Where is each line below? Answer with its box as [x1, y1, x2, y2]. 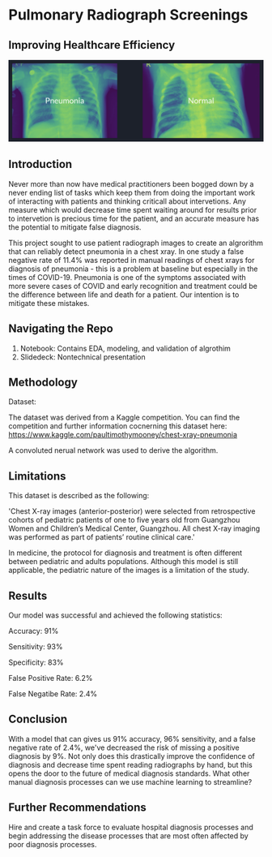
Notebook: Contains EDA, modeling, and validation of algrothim [19, 343, 231, 353]
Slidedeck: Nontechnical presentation [19, 351, 146, 362]
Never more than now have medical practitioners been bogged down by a [8, 179, 254, 188]
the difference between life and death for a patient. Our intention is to [8, 290, 240, 299]
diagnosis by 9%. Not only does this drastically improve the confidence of [8, 751, 255, 760]
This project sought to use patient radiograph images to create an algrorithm [8, 238, 263, 248]
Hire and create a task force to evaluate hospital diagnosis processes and [8, 822, 253, 832]
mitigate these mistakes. [8, 298, 90, 308]
